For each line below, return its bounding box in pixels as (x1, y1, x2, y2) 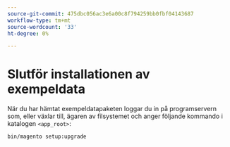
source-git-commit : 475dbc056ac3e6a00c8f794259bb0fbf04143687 (7, 10, 194, 18)
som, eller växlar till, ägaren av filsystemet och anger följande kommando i (7, 112, 224, 120)
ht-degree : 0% (7, 30, 49, 37)
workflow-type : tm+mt (7, 17, 71, 24)
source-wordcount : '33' (7, 23, 78, 30)
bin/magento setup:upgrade (7, 133, 87, 141)
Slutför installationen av (7, 66, 150, 82)
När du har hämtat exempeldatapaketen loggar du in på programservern (7, 105, 217, 113)
